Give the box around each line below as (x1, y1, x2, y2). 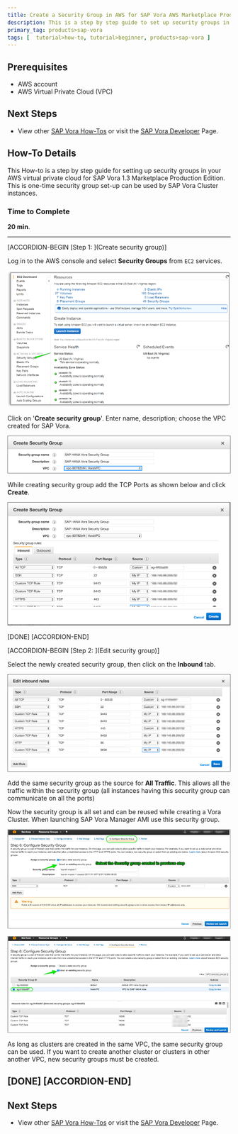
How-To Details (7, 148, 76, 160)
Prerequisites (7, 61, 68, 73)
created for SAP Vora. (7, 421, 71, 430)
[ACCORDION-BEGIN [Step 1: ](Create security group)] (7, 243, 167, 251)
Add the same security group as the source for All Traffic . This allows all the (7, 779, 230, 787)
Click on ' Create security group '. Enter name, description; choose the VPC (7, 413, 227, 422)
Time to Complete (7, 206, 70, 216)
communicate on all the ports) (7, 794, 95, 803)
